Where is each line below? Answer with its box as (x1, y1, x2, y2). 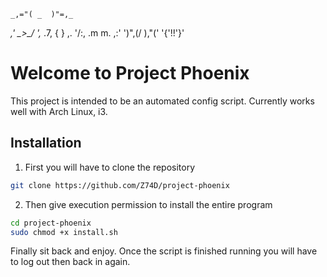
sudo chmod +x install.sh (10, 227, 118, 237)
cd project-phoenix (10, 218, 92, 228)
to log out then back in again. (10, 256, 131, 268)
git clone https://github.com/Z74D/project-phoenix (10, 180, 230, 190)
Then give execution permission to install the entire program (24, 198, 273, 210)
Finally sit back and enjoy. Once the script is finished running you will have (10, 245, 318, 257)
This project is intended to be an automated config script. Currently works (10, 95, 315, 107)
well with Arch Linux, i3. (10, 105, 108, 117)
